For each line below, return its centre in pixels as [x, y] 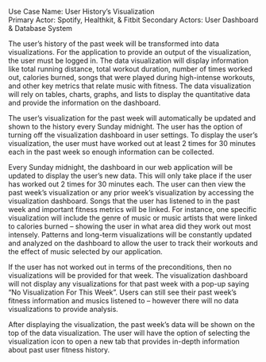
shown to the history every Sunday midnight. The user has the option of [126, 127]
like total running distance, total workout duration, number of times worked [130, 69]
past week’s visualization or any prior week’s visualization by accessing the [131, 193]
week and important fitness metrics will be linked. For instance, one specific [133, 209]
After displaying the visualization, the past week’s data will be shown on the [132, 324]
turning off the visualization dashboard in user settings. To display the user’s [133, 135]
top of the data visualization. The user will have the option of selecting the [129, 333]
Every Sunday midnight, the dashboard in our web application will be [120, 167]
